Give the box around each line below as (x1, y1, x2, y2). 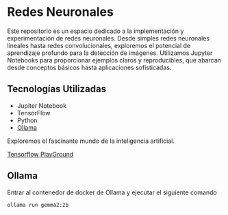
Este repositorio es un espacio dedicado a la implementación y (7, 27, 184, 35)
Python (16, 116, 38, 124)
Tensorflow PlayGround (7, 150, 74, 158)
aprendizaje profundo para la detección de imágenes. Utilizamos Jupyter (7, 49, 213, 57)
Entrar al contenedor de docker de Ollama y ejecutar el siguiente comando (7, 188, 217, 196)
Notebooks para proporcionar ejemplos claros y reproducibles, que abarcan (7, 56, 221, 64)
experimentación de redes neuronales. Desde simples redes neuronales (7, 34, 210, 42)
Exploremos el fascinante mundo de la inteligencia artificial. (7, 137, 175, 145)
